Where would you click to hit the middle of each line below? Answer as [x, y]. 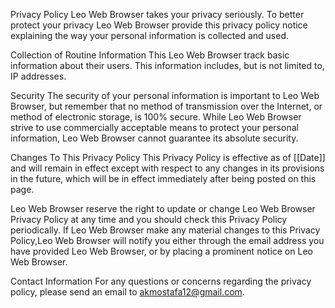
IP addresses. [38, 76]
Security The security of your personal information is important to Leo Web [165, 95]
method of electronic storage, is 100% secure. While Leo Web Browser [156, 117]
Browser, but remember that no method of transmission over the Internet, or [166, 106]
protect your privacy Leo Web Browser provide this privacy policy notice [159, 25]
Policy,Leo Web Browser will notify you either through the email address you [167, 240]
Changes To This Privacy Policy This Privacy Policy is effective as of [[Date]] [168, 157]
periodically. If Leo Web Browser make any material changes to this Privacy [165, 230]
